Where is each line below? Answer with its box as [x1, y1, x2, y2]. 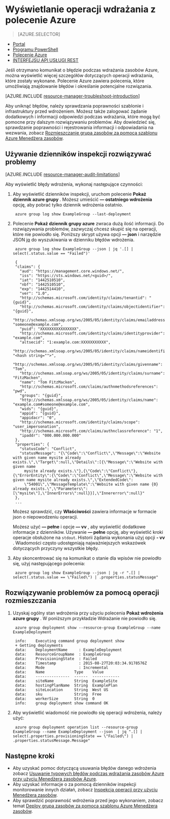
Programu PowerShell [12, 46, 58, 52]
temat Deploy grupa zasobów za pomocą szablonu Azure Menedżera [12, 803, 158, 809]
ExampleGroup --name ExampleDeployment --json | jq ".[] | [12, 729, 143, 734]
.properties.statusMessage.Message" [12, 738, 90, 743]
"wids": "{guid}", [19, 406, 58, 412]
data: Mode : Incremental [15, 665, 109, 670]
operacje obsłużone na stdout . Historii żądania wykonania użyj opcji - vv [12, 534, 165, 540]
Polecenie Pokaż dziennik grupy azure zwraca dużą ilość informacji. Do [12, 220, 164, 226]
